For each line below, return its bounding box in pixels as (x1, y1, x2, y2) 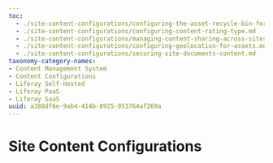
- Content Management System (8, 65, 107, 73)
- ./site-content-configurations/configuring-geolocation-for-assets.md (15, 42, 267, 50)
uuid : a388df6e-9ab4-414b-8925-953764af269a (8, 102, 162, 110)
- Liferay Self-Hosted (8, 79, 85, 88)
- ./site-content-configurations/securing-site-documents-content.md (15, 49, 256, 58)
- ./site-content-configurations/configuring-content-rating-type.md (15, 27, 256, 35)
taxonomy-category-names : (8, 58, 96, 66)
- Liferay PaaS (8, 87, 60, 96)
